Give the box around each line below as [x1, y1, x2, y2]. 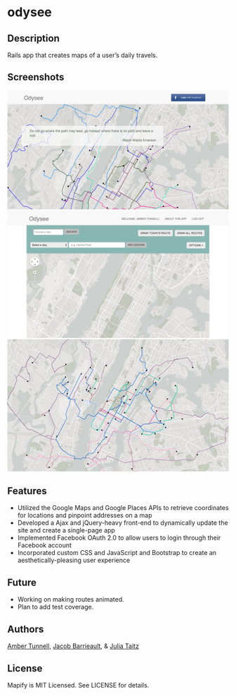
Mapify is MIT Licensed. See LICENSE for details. [7, 681, 150, 689]
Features [7, 485, 47, 497]
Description [7, 32, 60, 44]
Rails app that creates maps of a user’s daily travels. [7, 51, 158, 59]
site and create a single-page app [17, 526, 116, 535]
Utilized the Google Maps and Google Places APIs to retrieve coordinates [17, 504, 230, 512]
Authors [7, 623, 44, 635]
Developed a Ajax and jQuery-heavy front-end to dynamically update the [17, 518, 228, 527]
